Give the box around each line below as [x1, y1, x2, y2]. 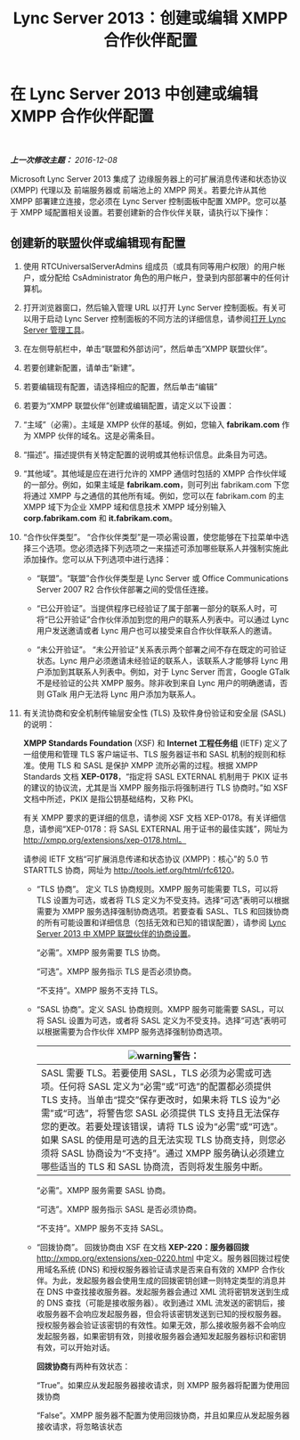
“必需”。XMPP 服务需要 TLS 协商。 [36, 946, 166, 958]
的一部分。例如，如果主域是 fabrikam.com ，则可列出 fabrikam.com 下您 [22, 479, 290, 490]
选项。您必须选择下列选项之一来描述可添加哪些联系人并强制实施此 [46, 543, 288, 553]
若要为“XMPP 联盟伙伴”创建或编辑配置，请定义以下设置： [22, 400, 235, 411]
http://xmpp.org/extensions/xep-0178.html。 [22, 834, 187, 845]
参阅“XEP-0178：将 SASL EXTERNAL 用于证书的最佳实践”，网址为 [46, 823, 288, 834]
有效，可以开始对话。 [36, 1342, 115, 1353]
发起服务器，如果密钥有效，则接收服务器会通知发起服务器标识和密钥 [36, 1330, 287, 1341]
